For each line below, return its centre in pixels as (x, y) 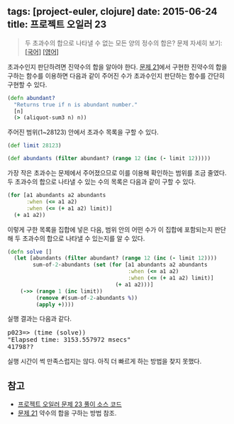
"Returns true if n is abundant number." (76, 105)
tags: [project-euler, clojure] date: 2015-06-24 (112, 12)
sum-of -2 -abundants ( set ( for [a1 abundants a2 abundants (120, 265)
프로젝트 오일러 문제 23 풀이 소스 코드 (69, 404)
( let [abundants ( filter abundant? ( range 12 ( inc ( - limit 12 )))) (116, 258)
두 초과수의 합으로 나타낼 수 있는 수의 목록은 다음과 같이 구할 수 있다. (102, 182)
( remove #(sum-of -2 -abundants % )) (87, 298)
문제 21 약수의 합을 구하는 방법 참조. (67, 413)
